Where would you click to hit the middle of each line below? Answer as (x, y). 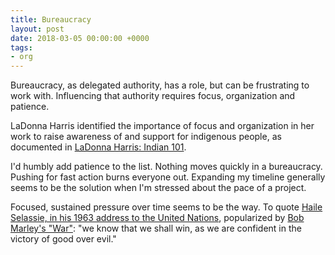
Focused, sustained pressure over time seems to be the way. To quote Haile (166, 207)
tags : (21, 47)
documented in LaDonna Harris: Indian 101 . (98, 147)
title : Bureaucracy (51, 19)
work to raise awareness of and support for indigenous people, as (146, 137)
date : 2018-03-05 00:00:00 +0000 (80, 38)
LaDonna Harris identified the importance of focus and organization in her (162, 126)
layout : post (37, 29)
